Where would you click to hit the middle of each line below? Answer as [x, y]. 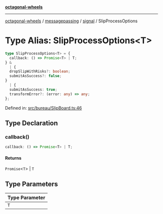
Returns [13, 158]
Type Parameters [32, 184]
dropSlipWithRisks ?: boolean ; [40, 72]
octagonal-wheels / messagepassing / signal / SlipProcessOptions [71, 21]
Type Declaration [32, 123]
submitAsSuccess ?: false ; [36, 76]
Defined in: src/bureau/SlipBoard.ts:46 [43, 108]
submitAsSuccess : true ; [33, 89]
